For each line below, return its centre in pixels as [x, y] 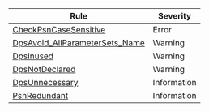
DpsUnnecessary [45, 82]
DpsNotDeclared [44, 69]
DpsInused [33, 56]
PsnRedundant [41, 95]
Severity [175, 16]
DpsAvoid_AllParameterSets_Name [79, 43]
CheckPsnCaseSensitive [59, 30]
